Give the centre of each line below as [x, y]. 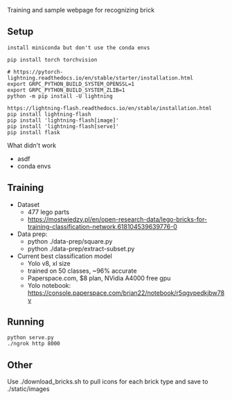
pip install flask [34, 132]
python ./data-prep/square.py [70, 241]
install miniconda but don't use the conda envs [79, 48]
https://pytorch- [38, 72]
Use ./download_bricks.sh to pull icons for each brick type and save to [108, 382]
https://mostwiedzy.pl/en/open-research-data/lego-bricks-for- [117, 219]
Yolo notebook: [49, 285]
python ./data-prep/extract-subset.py [81, 248]
